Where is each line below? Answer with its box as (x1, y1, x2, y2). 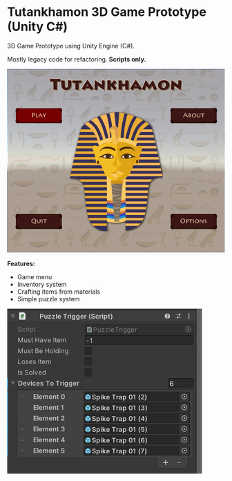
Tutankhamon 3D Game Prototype (7, 4, 207, 20)
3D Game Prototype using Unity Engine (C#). (7, 41, 135, 50)
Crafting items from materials (17, 287, 101, 296)
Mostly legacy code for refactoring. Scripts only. (7, 55, 146, 63)
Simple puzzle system (17, 294, 80, 303)
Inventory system (17, 280, 67, 288)
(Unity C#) (7, 19, 68, 35)
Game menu (17, 272, 52, 281)
